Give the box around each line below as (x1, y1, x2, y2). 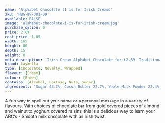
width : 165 (5, 39, 27, 44)
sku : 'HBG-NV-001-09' (5, 12, 50, 17)
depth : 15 (5, 48, 26, 53)
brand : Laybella (5, 61, 38, 66)
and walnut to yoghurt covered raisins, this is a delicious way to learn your (5, 108, 156, 114)
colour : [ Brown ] (5, 75, 38, 80)
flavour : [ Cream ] (5, 71, 41, 76)
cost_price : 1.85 (5, 35, 41, 40)
